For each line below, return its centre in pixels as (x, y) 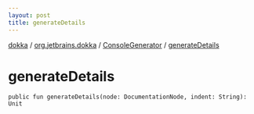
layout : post (29, 15)
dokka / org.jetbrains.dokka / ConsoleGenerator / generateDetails (114, 45)
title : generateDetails (47, 23)
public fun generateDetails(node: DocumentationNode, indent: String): (127, 97)
